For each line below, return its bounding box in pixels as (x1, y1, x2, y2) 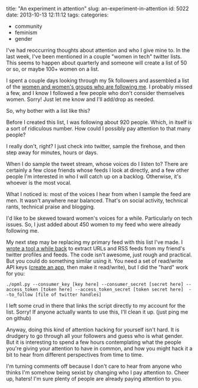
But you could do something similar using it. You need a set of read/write (6, 257, 183, 265)
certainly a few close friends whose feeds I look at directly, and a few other (6, 167, 189, 174)
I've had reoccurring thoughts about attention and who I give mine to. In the (6, 47, 190, 54)
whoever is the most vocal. (6, 180, 72, 186)
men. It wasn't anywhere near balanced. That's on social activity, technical (6, 197, 188, 204)
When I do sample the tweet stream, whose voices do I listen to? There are (6, 161, 188, 167)
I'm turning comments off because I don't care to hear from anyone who (6, 363, 182, 370)
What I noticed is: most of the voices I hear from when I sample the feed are (6, 191, 191, 197)
